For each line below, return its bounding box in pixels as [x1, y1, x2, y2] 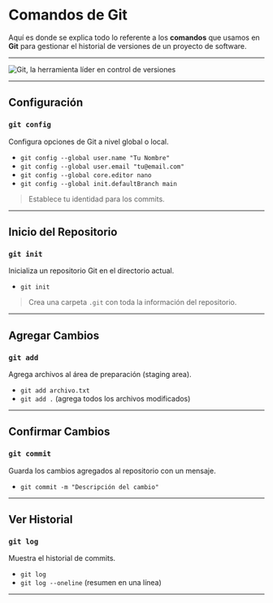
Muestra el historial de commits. [8, 553, 116, 563]
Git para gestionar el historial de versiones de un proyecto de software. [8, 41, 247, 50]
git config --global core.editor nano [19, 171, 152, 180]
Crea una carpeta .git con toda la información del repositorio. [28, 297, 237, 307]
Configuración [8, 96, 84, 110]
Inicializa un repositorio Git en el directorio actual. [8, 266, 175, 275]
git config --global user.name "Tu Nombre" [19, 154, 171, 162]
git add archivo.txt [19, 387, 90, 395]
